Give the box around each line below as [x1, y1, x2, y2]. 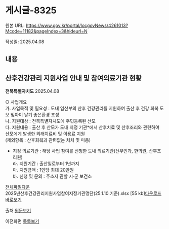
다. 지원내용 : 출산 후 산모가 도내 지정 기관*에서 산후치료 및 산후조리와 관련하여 [5, 124, 160, 130]
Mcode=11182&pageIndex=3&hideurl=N [5, 28, 88, 34]
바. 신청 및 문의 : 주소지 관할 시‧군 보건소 [12, 173, 92, 179]
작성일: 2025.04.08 [5, 39, 45, 45]
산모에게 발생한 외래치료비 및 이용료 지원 [5, 130, 85, 137]
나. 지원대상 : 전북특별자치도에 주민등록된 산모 [5, 118, 96, 124]
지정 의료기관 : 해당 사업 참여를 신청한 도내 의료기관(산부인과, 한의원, [12, 148, 148, 154]
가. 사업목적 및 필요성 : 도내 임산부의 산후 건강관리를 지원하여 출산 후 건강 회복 [5, 105, 159, 112]
